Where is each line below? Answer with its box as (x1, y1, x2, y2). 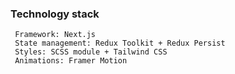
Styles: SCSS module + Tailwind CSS (14, 47, 168, 57)
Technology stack (10, 7, 100, 21)
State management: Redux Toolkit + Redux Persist (14, 38, 226, 49)
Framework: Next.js (14, 30, 97, 40)
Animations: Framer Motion (14, 56, 128, 66)
